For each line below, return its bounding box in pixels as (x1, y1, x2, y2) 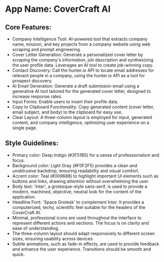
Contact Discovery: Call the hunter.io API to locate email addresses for (12, 67, 154, 73)
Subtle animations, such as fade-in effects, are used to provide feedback (12, 241, 160, 247)
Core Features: (5, 23, 51, 31)
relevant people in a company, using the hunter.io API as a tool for (12, 73, 145, 78)
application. (12, 194, 36, 200)
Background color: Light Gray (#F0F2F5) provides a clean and (12, 162, 138, 168)
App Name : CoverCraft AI (5, 3, 111, 15)
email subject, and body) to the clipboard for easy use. (12, 109, 123, 115)
